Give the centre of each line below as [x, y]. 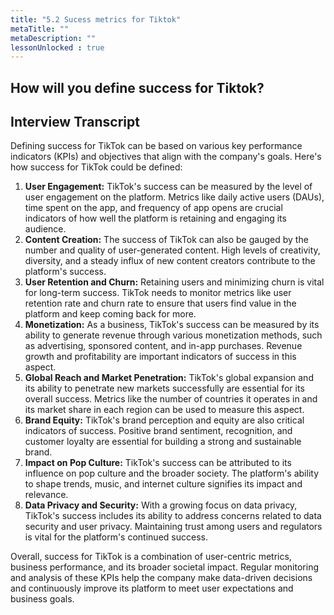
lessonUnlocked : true [57, 47]
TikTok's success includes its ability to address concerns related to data [173, 516]
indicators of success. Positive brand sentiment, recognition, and [158, 431]
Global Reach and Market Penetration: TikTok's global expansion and [169, 378]
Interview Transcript [75, 122]
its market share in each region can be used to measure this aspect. [164, 410]
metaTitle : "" [40, 29]
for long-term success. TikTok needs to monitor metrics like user [158, 293]
